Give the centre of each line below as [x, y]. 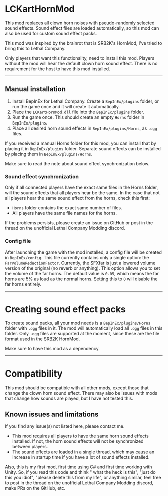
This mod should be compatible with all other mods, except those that [77, 388]
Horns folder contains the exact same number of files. [67, 208]
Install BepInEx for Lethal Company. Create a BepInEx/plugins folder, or [86, 101]
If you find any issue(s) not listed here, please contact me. [65, 426]
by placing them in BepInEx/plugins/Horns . [49, 154]
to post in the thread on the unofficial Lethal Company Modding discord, [79, 483]
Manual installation [36, 89]
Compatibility [34, 374]
